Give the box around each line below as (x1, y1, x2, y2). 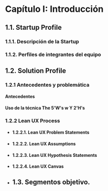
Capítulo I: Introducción (5, 3, 104, 15)
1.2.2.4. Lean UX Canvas (12, 163, 64, 169)
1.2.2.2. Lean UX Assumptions (12, 141, 76, 147)
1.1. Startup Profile (5, 23, 62, 32)
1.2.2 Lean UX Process (5, 117, 60, 124)
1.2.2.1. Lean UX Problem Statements (12, 130, 90, 136)
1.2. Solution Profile (5, 66, 67, 75)
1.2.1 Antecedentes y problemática (5, 81, 90, 88)
